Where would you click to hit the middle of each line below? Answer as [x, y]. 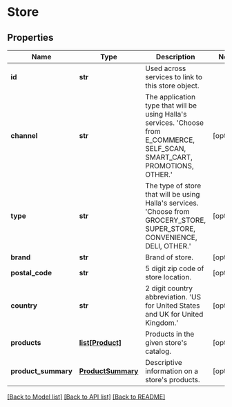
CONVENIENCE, [171, 237]
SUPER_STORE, [170, 229]
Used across [165, 68]
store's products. [172, 380]
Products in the [170, 334]
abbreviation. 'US [173, 297]
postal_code [31, 273]
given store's [166, 343]
